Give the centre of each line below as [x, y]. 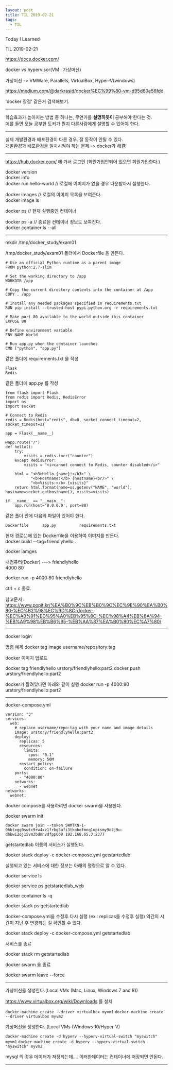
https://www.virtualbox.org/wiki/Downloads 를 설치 [59, 1002]
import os [16, 402]
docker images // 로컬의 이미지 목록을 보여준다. [54, 195]
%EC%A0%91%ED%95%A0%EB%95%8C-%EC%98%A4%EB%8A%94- [84, 616]
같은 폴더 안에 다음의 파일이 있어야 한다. [45, 516]
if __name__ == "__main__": [36, 501]
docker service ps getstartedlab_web [45, 886]
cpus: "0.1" [41, 755]
